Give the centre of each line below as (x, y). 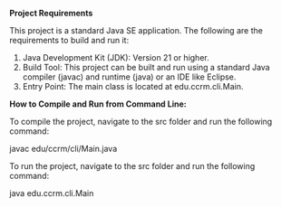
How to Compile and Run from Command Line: (98, 104)
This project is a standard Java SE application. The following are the (136, 30)
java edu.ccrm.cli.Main (52, 193)
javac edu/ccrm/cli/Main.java (63, 149)
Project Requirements (51, 13)
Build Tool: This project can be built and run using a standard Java (146, 67)
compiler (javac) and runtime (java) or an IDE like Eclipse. (129, 77)
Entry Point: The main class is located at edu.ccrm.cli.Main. (133, 86)
